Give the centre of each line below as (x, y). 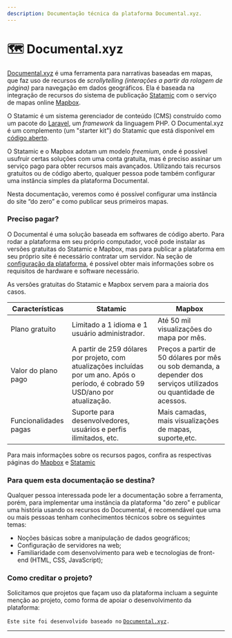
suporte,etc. (177, 438)
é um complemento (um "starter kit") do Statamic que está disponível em (111, 130)
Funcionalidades (37, 420)
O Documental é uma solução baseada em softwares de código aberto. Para (116, 234)
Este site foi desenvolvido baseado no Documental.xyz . (89, 622)
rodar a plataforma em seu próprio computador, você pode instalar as (106, 241)
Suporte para (93, 412)
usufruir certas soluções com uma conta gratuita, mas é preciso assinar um (115, 158)
